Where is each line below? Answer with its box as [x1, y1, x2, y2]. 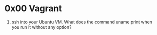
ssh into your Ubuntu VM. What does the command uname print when [11, 19, 152, 25]
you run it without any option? [11, 24, 72, 30]
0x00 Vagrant [4, 3, 62, 14]
